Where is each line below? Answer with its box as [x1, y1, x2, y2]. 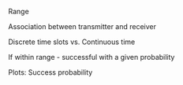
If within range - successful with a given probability [8, 53, 175, 61]
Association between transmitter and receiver [8, 22, 156, 31]
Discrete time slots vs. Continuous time [8, 37, 136, 46]
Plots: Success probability [8, 68, 93, 77]
